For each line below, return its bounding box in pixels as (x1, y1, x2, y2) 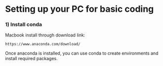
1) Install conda (5, 21, 42, 28)
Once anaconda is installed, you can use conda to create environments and (5, 50, 159, 56)
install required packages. (5, 56, 58, 62)
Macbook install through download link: (5, 32, 85, 38)
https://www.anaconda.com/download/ (5, 42, 81, 47)
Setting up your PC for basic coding (5, 3, 154, 15)
